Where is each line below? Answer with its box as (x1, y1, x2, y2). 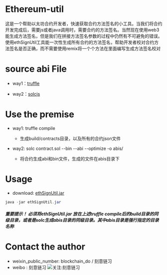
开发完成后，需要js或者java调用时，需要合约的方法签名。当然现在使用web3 (5, 26, 160, 33)
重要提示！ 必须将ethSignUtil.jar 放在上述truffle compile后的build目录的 (5, 211, 155, 217)
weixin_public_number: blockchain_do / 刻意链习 (12, 258, 112, 265)
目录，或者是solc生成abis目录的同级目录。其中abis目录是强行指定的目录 (9, 217, 160, 223)
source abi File (5, 63, 67, 75)
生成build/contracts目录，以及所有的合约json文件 (19, 136, 121, 141)
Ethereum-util (5, 3, 64, 15)
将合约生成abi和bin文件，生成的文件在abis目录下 (19, 155, 120, 161)
